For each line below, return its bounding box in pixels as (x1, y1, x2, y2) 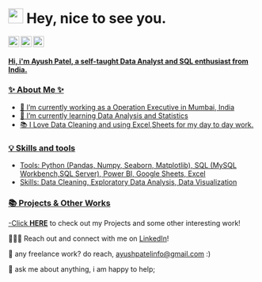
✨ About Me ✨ (8, 84, 65, 95)
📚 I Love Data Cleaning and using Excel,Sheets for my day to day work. (19, 120, 254, 129)
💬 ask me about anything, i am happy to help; (8, 265, 156, 274)
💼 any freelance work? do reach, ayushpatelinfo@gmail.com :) (8, 250, 211, 259)
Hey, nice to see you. (26, 10, 167, 28)
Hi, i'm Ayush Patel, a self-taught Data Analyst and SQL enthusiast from (8, 56, 249, 66)
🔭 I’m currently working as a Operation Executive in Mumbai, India (19, 102, 235, 112)
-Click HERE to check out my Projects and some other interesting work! (8, 219, 241, 228)
